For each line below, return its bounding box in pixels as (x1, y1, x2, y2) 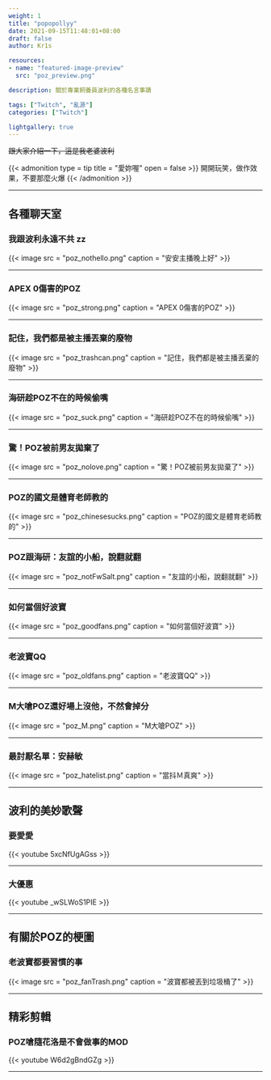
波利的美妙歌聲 (8, 804, 83, 818)
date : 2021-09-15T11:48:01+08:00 (8, 27, 121, 35)
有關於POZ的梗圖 (8, 930, 94, 944)
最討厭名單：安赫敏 (8, 750, 83, 761)
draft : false (8, 34, 52, 43)
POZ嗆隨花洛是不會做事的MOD (8, 1036, 129, 1048)
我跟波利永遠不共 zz (8, 233, 86, 244)
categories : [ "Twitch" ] (8, 108, 89, 116)
